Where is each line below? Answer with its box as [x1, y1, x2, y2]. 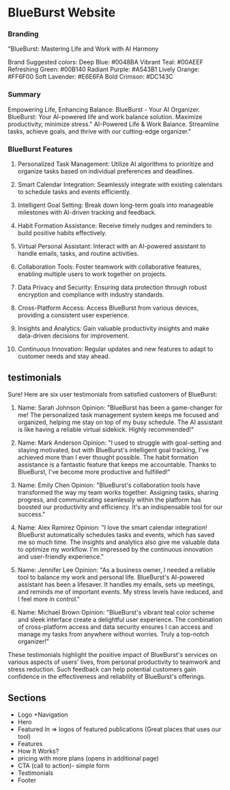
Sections [8, 692, 46, 704]
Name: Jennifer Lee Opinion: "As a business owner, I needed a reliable [17, 565, 216, 573]
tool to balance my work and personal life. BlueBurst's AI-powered [17, 573, 205, 581]
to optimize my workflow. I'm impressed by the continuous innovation [17, 545, 214, 553]
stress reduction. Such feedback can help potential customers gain [8, 665, 197, 673]
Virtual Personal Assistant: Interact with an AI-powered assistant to [17, 242, 206, 251]
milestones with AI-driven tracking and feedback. [17, 208, 157, 217]
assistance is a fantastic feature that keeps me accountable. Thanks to [17, 460, 217, 469]
